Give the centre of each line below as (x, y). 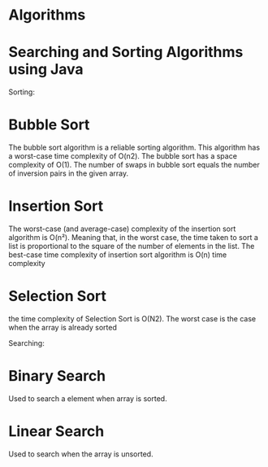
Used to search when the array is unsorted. (81, 454)
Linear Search (56, 432)
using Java (46, 70)
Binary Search (57, 376)
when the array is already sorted (63, 327)
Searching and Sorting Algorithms (126, 52)
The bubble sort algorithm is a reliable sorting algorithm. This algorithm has (134, 147)
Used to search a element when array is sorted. (88, 398)
